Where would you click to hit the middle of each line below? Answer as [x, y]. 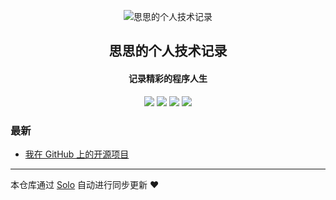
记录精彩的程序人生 [168, 78]
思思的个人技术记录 [168, 51]
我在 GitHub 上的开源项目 [77, 154]
